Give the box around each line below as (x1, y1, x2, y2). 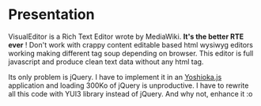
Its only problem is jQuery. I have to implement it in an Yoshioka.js (8, 72, 222, 81)
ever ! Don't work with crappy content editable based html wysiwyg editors (8, 40, 253, 49)
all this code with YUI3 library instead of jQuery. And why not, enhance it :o (8, 89, 253, 98)
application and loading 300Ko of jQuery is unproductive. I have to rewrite (8, 81, 249, 90)
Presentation (8, 6, 95, 24)
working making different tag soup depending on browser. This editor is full (8, 48, 254, 58)
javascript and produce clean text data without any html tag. (8, 57, 204, 66)
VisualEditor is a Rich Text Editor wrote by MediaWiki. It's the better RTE (8, 32, 244, 41)
